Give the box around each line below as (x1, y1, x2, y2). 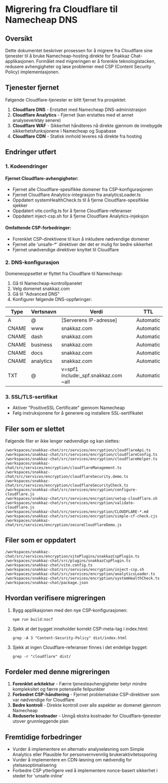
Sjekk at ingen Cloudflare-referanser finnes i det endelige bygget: (12, 644, 148, 650)
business (30, 341, 52, 348)
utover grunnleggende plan (12, 718, 69, 724)
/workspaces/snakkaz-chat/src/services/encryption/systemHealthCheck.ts (5, 575, 160, 581)
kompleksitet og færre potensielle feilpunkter (12, 686, 105, 692)
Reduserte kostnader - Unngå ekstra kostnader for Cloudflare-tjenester (12, 713, 161, 719)
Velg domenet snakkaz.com (12, 285, 70, 291)
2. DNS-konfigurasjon (5, 259, 59, 266)
